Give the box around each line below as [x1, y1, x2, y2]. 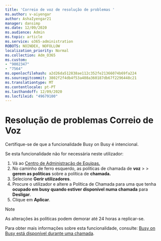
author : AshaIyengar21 [5, 16, 51, 21]
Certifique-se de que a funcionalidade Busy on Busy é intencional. [5, 142, 139, 147]
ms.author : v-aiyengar [5, 12, 51, 17]
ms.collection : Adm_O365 [5, 52, 56, 58]
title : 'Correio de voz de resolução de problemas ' [5, 7, 115, 12]
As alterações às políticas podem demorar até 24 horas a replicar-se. [5, 216, 145, 222]
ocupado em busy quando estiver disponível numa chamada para [12, 187, 148, 193]
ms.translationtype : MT [5, 80, 54, 85]
